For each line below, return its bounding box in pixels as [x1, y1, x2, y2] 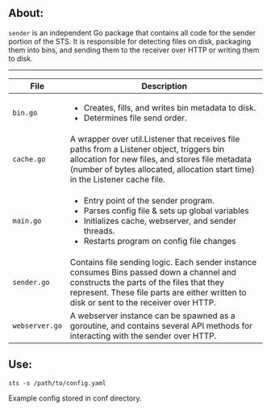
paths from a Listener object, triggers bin [69, 143, 225, 154]
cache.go [12, 154, 46, 164]
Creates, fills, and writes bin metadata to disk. [83, 102, 256, 113]
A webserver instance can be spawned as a [69, 310, 236, 321]
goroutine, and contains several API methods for [69, 320, 252, 331]
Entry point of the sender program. [83, 195, 215, 206]
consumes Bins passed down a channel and [69, 266, 236, 278]
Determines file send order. [83, 112, 187, 124]
